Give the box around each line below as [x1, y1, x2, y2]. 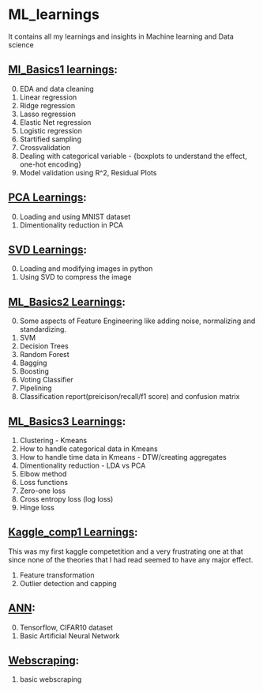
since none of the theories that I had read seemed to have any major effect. [8, 555, 254, 564]
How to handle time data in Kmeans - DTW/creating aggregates [19, 453, 227, 461]
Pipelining [19, 383, 53, 393]
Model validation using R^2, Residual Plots [19, 167, 157, 177]
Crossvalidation [19, 142, 71, 152]
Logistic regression [19, 126, 83, 135]
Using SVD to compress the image [19, 273, 132, 282]
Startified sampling [19, 134, 81, 144]
